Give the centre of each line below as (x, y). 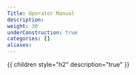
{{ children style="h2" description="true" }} (68, 64)
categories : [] (29, 39)
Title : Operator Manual (41, 13)
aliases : (19, 45)
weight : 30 (23, 26)
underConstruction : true (42, 32)
